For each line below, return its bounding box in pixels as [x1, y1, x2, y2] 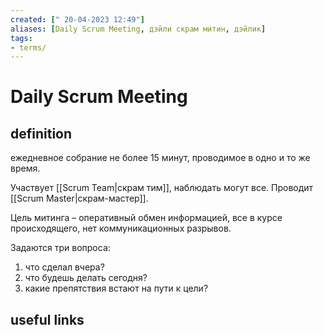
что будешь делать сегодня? [24, 272, 148, 284]
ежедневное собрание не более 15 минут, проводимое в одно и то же [10, 152, 311, 164]
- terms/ [10, 42, 47, 53]
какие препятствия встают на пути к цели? [24, 282, 209, 295]
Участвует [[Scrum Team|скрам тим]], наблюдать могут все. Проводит [10, 182, 314, 194]
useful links [10, 311, 85, 328]
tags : [10, 33, 33, 43]
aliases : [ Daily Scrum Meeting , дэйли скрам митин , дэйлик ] [10, 24, 267, 34]
